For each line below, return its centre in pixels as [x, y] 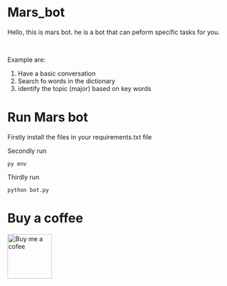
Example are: [27, 59]
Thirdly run [23, 177]
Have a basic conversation [57, 73]
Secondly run [27, 151]
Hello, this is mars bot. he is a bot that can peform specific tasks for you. [114, 32]
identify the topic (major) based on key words [84, 88]
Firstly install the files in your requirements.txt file [80, 137]
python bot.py [28, 190]
